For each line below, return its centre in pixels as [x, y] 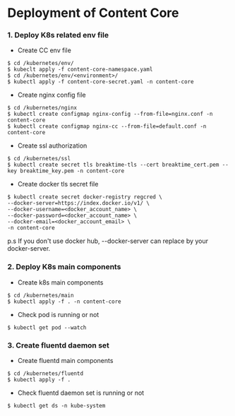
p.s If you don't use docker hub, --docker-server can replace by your [108, 241]
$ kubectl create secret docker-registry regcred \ [85, 197]
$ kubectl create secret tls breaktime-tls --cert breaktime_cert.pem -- [118, 165]
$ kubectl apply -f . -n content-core [64, 302]
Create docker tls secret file [58, 184]
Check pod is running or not [58, 314]
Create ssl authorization [52, 145]
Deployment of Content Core [93, 13]
